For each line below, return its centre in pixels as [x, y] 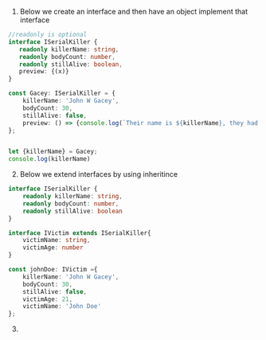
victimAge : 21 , [48, 299]
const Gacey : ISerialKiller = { [62, 94]
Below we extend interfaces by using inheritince [98, 174]
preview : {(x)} [44, 72]
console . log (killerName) [49, 159]
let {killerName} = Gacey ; [53, 152]
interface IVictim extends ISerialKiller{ [80, 233]
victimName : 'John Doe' [62, 307]
